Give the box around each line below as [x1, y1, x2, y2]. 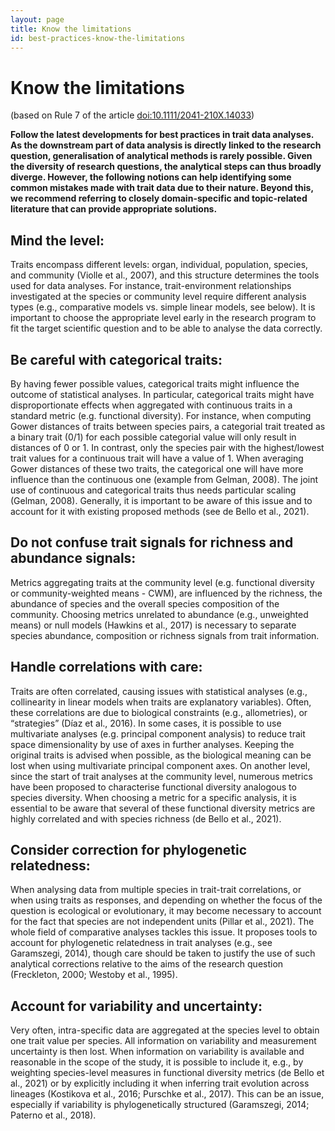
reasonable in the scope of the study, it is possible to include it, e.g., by [10, 1056, 304, 1068]
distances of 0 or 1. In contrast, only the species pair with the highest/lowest [10, 441, 325, 453]
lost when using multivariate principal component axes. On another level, [10, 759, 311, 771]
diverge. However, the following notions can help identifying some [10, 171, 292, 183]
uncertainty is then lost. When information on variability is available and [10, 1046, 305, 1058]
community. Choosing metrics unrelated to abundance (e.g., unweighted [10, 608, 309, 620]
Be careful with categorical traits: [10, 351, 223, 368]
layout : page [10, 14, 65, 25]
